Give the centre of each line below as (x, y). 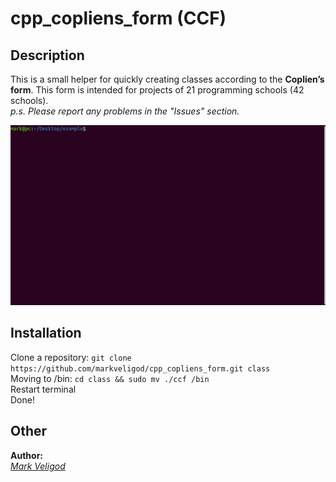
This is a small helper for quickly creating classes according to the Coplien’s (167, 79)
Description (47, 55)
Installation (46, 333)
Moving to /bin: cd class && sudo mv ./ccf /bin (110, 378)
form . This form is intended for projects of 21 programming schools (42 (157, 90)
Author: (27, 455)
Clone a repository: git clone (71, 357)
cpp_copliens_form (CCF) (118, 18)
